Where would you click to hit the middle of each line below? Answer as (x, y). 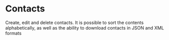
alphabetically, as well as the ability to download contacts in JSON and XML (85, 27)
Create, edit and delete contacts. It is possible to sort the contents (75, 22)
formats (13, 33)
